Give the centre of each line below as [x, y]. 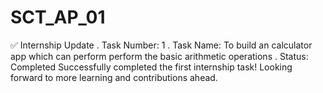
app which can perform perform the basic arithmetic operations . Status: [159, 56]
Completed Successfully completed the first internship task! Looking [151, 67]
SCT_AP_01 [58, 17]
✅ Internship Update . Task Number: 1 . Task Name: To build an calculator [161, 45]
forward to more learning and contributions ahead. [114, 77]
